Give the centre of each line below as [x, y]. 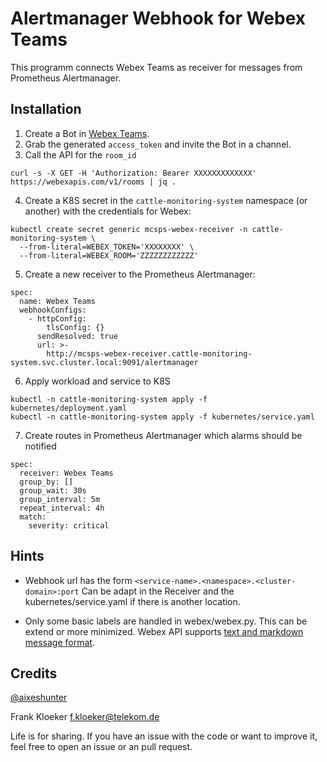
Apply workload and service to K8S [97, 381]
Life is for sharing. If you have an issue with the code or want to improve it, [164, 736]
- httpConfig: [57, 318]
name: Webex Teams [58, 301]
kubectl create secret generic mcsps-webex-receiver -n [129, 229]
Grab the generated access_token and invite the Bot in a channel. [158, 144]
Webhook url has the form [78, 580]
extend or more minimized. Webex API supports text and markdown [164, 631]
